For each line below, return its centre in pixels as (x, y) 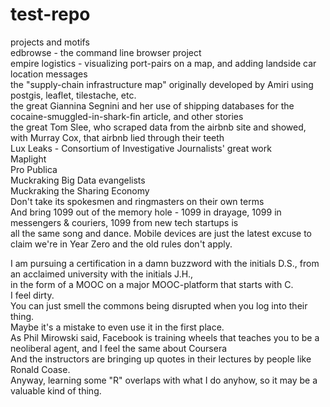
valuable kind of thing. (56, 390)
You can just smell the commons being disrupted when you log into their (159, 305)
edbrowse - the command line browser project (106, 52)
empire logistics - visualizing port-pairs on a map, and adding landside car (163, 63)
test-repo (50, 14)
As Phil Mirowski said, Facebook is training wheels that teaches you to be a (165, 337)
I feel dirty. (32, 295)
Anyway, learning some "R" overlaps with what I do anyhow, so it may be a (164, 380)
